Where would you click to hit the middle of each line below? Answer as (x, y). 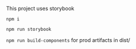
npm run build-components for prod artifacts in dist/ (68, 40)
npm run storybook (29, 29)
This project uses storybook (40, 8)
